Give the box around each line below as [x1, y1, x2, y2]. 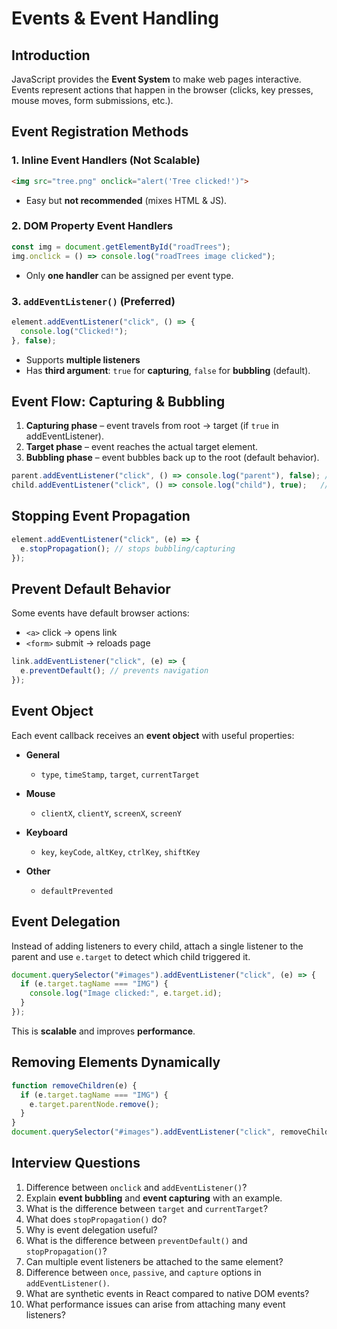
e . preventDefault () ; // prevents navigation [20, 666, 209, 676]
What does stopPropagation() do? [25, 1213, 168, 1225]
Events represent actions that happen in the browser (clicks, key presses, [11, 84, 314, 96]
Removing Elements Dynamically [11, 1054, 221, 1071]
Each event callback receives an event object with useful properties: [11, 729, 295, 741]
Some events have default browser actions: [11, 607, 190, 619]
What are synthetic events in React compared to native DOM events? [25, 1287, 310, 1299]
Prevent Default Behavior [11, 580, 171, 597]
